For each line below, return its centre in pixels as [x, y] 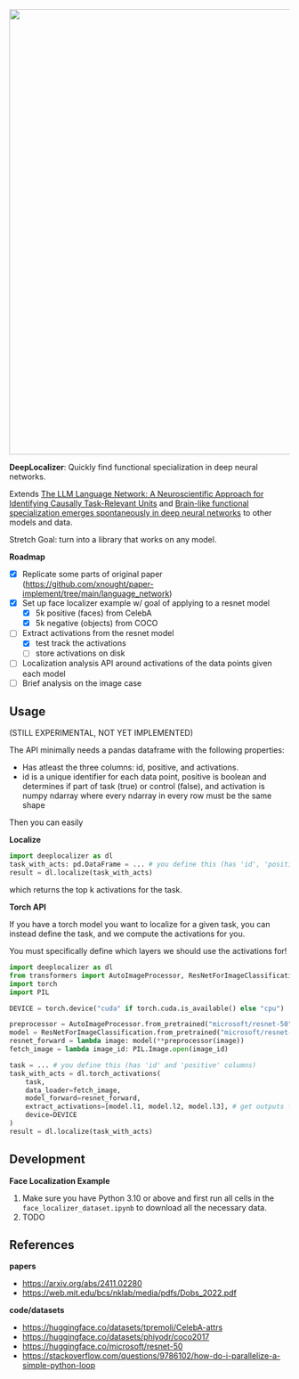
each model [44, 673]
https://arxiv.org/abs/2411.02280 [82, 1284]
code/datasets [37, 1310]
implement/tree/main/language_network [96, 594]
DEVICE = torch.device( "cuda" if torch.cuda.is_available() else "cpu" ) [147, 1008]
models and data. [41, 522]
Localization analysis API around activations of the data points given [147, 664]
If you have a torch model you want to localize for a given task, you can [140, 924]
